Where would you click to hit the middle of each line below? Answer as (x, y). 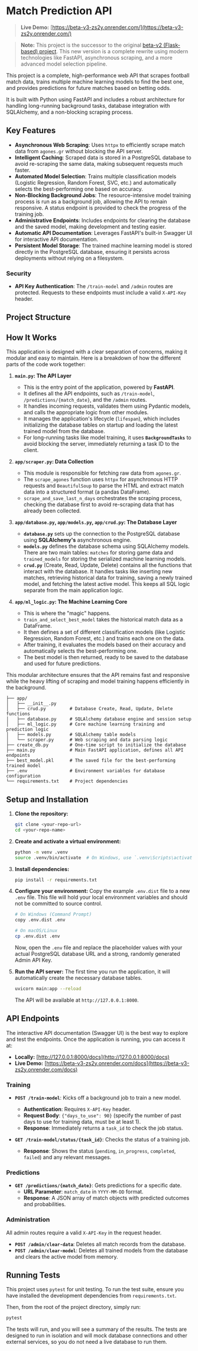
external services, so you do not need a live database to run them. (87, 1342)
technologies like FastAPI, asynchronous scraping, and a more (96, 57)
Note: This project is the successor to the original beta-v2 (91, 45)
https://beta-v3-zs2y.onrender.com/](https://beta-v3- (118, 27)
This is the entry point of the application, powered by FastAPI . (99, 387)
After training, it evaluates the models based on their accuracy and (105, 645)
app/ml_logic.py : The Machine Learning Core (71, 602)
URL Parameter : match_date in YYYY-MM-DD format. (83, 1192)
